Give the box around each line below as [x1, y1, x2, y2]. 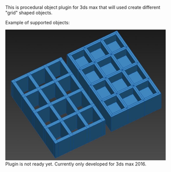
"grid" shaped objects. [5, 10, 52, 16]
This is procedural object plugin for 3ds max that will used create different [5, 5, 160, 10]
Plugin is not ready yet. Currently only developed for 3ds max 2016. [5, 161, 147, 167]
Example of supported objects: [5, 20, 70, 25]
